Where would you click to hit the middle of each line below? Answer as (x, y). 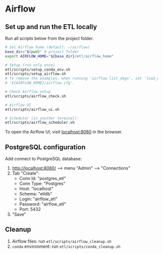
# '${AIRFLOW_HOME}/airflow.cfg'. (40, 83)
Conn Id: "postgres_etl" (43, 179)
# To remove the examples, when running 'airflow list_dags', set (73, 78)
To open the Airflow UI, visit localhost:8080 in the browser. (64, 132)
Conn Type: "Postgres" (42, 184)
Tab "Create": (26, 173)
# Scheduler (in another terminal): (42, 118)
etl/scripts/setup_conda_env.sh (38, 69)
